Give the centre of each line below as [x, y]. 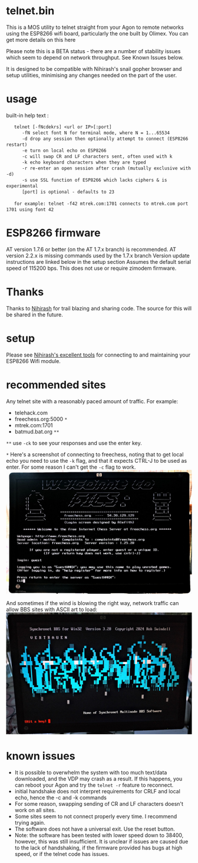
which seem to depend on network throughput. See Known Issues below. [95, 57]
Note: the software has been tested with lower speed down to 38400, [99, 835]
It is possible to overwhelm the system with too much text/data [91, 772]
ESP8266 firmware [53, 233]
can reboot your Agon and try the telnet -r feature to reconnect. [94, 785]
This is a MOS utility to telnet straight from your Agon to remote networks [95, 27]
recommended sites [56, 385]
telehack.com [31, 413]
